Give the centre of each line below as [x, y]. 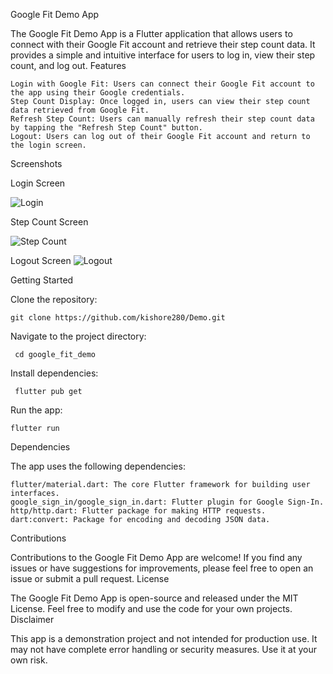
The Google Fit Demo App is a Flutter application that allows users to [151, 33]
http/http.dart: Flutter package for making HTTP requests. [138, 511]
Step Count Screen [49, 222]
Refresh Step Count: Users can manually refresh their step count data [162, 119]
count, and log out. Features [68, 65]
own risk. [29, 660]
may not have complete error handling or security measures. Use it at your [163, 649]
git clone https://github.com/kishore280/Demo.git [118, 318]
